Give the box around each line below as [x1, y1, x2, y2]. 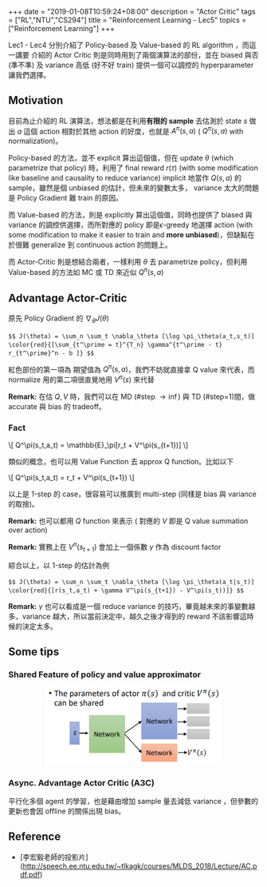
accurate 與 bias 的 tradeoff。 [8, 402, 106, 412]
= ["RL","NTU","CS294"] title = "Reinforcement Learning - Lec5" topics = [8, 15, 247, 25]
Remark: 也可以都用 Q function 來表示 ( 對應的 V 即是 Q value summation [8, 516, 249, 526]
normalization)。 [8, 136, 63, 146]
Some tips [8, 645, 60, 658]
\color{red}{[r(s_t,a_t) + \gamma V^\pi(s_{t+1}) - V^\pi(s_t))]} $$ [8, 587, 245, 595]
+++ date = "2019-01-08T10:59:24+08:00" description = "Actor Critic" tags [8, 7, 257, 16]
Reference [8, 830, 61, 844]
